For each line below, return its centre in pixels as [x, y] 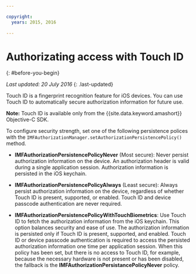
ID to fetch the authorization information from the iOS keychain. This [97, 222]
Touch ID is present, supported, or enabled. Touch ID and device [93, 198]
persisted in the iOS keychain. [50, 173]
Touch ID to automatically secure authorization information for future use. [95, 102]
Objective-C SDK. [27, 120]
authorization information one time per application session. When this [99, 246]
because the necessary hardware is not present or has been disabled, [99, 259]
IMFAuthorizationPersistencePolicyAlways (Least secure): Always [96, 185]
